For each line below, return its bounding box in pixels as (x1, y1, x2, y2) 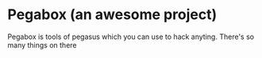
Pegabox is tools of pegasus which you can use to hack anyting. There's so (7, 32, 255, 41)
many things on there (7, 40, 77, 49)
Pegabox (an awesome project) (7, 6, 218, 24)
